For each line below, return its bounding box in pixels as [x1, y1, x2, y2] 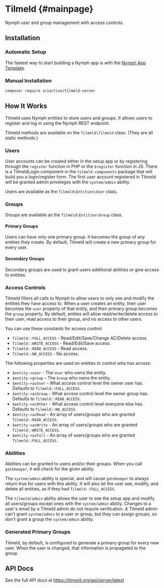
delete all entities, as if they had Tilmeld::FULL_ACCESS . [5, 486, 116, 492]
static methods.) [5, 135, 38, 141]
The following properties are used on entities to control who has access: [5, 360, 151, 366]
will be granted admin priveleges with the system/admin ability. [5, 179, 131, 185]
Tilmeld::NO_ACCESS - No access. [12, 351, 80, 357]
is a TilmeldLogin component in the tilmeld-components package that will [5, 168, 153, 175]
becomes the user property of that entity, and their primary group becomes [5, 306, 158, 311]
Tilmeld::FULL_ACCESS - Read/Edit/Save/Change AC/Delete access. [12, 335, 148, 341]
